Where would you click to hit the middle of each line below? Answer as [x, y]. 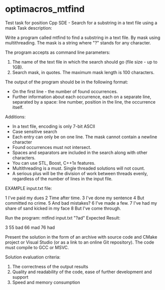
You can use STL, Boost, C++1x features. [54, 163]
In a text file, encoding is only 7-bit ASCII [53, 126]
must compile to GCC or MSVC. [37, 247]
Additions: [16, 116]
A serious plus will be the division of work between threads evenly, [80, 173]
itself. [18, 107]
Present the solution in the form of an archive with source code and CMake [81, 237]
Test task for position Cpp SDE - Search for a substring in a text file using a [81, 23]
